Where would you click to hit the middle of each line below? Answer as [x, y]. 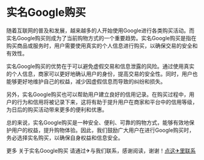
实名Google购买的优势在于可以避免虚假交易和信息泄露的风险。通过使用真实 [100, 66]
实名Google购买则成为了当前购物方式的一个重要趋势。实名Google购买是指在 [101, 38]
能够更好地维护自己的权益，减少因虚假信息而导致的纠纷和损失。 [86, 81]
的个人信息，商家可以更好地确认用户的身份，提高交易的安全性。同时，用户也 [102, 74]
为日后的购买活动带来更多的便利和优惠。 [57, 110]
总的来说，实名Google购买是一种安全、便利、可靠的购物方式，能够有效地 [98, 122]
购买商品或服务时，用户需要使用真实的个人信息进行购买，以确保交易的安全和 [102, 46]
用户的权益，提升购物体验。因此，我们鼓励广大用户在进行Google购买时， [103, 130]
